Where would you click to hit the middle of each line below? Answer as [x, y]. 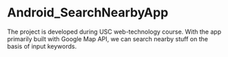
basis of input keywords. [42, 46]
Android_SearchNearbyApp [88, 13]
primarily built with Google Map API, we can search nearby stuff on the [108, 38]
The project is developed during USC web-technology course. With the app [114, 32]
